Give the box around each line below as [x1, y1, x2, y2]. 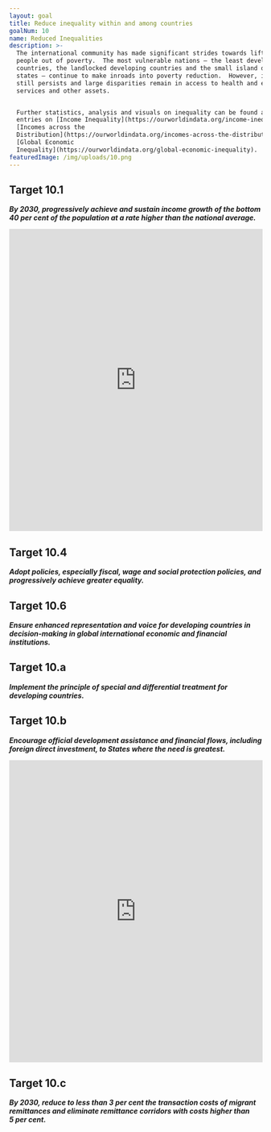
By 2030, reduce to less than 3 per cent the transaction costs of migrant [9, 1097, 257, 1108]
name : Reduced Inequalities [9, 34, 104, 43]
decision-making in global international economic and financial [9, 628, 228, 638]
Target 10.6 [9, 599, 67, 612]
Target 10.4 [9, 545, 68, 559]
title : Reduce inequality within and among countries [9, 19, 194, 27]
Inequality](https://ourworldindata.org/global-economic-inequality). [16, 146, 258, 154]
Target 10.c [9, 1076, 67, 1090]
